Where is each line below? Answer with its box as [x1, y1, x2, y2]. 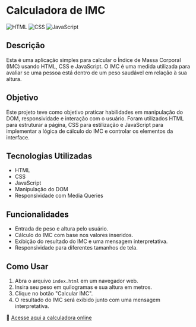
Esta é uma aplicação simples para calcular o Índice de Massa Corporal [6, 56, 181, 63]
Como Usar [6, 261, 49, 272]
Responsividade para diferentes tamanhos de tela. [14, 244, 138, 251]
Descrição [6, 41, 45, 51]
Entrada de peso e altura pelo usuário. [14, 225, 109, 232]
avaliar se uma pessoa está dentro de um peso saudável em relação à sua [6, 69, 187, 76]
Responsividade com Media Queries [14, 192, 104, 200]
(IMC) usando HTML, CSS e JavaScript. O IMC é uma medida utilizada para [6, 63, 191, 70]
